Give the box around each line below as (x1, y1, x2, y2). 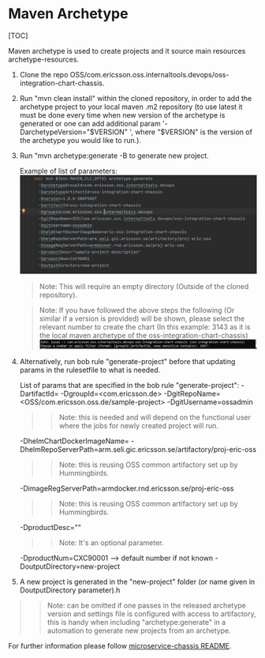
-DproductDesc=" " (19, 523, 81, 532)
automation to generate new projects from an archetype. (47, 626, 231, 636)
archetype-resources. (8, 55, 80, 64)
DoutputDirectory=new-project (19, 562, 121, 571)
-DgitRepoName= (163, 389, 221, 399)
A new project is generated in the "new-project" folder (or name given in (19, 577, 256, 587)
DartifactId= (19, 389, 59, 399)
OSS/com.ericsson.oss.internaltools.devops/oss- (69, 70, 230, 79)
